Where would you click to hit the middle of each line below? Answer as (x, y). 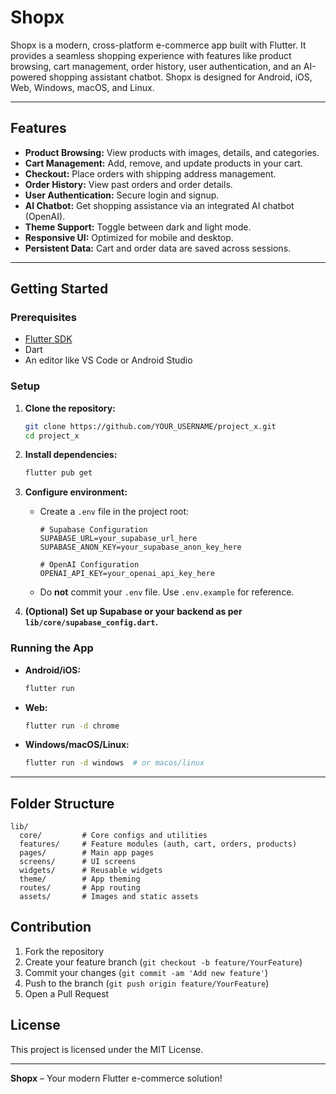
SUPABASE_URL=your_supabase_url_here (118, 539)
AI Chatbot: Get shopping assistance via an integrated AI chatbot (159, 205)
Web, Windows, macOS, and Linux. (82, 87)
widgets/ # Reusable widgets (91, 871)
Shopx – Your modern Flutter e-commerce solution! (116, 1078)
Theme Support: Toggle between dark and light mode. (138, 227)
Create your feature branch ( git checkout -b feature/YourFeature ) (163, 962)
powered (28, 77)
